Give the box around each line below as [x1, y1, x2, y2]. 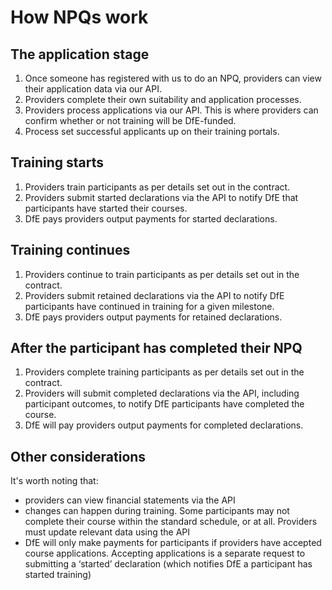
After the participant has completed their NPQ [10, 340, 303, 357]
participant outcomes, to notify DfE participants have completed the [24, 398, 305, 410]
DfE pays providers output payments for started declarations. [24, 212, 278, 225]
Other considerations [10, 448, 147, 465]
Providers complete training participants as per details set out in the [24, 366, 305, 378]
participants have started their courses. [24, 202, 188, 214]
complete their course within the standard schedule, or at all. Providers [24, 516, 318, 528]
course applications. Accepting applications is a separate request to [24, 547, 306, 560]
